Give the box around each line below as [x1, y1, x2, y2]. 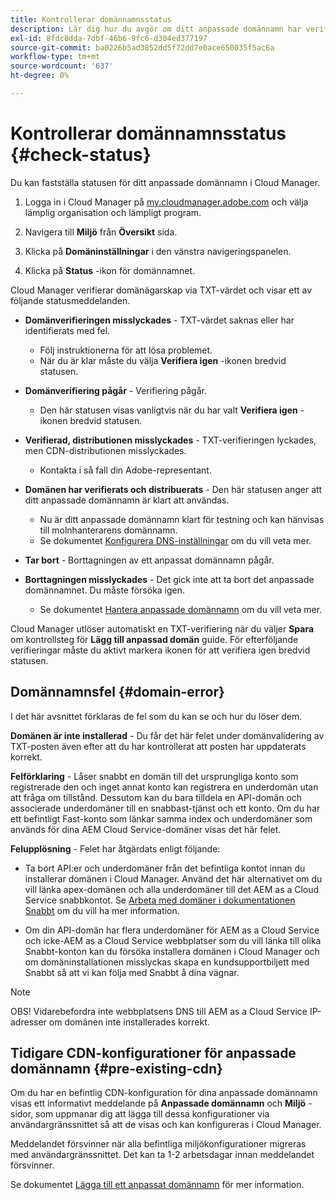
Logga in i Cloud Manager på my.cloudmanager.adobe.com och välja [24, 196, 309, 208]
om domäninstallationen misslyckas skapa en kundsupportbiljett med [24, 956, 310, 968]
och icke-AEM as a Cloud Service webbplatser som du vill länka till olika [24, 934, 322, 946]
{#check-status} [10, 144, 152, 166]
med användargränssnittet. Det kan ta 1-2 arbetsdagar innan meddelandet [10, 1149, 315, 1161]
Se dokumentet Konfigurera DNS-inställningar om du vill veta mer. [39, 534, 312, 546]
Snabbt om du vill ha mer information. [24, 904, 180, 916]
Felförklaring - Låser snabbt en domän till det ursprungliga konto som [10, 770, 299, 782]
